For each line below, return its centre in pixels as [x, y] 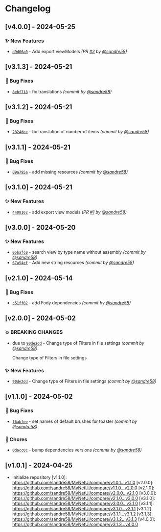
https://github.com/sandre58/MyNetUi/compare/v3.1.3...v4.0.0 [75, 524]
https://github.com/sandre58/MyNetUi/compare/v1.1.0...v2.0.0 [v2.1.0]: [83, 488]
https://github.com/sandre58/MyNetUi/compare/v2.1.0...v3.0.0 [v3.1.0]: [83, 498]
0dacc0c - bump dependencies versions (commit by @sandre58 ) [77, 450]
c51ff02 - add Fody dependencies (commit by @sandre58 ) [71, 303]
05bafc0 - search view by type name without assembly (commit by [79, 252]
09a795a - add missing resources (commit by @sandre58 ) [70, 172]
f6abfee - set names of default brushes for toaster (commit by [75, 421]
